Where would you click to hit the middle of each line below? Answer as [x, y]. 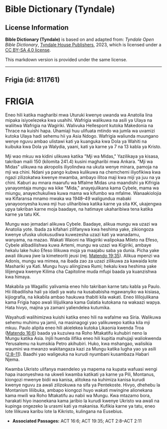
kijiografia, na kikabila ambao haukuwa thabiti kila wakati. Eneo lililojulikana [82, 297]
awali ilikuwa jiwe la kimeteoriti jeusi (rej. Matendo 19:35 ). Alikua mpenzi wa [83, 256]
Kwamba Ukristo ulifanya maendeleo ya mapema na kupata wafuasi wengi [81, 369]
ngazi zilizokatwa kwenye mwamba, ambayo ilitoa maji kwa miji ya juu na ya [83, 177]
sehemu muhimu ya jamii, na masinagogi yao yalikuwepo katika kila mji [78, 323]
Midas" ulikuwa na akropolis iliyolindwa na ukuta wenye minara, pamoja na [82, 167]
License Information [37, 28]
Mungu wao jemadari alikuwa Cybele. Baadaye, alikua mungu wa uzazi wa [81, 224]
